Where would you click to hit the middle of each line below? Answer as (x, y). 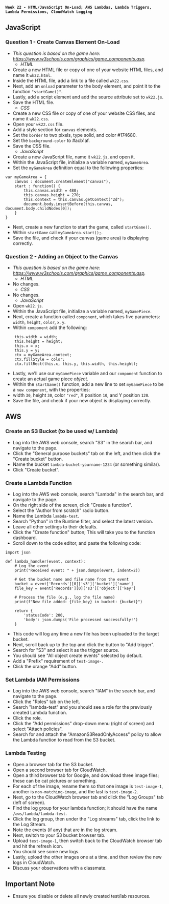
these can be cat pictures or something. (55, 780)
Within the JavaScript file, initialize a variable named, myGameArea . (81, 162)
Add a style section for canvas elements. (55, 129)
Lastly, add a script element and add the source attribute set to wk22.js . (88, 97)
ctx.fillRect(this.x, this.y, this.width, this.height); (76, 364)
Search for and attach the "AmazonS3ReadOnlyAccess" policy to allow (87, 734)
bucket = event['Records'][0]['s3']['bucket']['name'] (74, 584)
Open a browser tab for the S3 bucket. (53, 764)
